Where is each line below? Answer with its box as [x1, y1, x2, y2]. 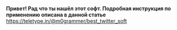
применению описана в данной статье [6, 11, 107, 18]
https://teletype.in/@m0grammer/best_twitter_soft [6, 18, 127, 24]
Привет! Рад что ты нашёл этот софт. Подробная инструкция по [6, 5, 171, 12]
